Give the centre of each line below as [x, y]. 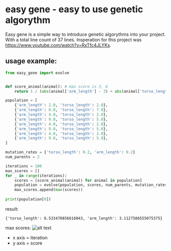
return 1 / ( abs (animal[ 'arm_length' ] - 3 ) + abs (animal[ [77, 91]
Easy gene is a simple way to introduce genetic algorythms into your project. [85, 34]
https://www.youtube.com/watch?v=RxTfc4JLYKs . [58, 45]
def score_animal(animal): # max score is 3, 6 [57, 87]
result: [12, 209]
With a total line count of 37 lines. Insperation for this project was [74, 40]
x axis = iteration [30, 237]
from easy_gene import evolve [37, 73]
